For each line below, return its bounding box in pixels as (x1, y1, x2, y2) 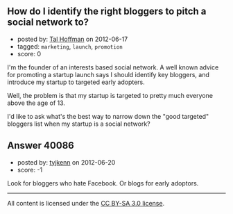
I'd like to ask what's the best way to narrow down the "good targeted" (7, 112, 209, 120)
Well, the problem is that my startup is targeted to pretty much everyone (7, 91, 214, 99)
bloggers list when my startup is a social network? (7, 120, 150, 128)
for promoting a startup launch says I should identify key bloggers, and (7, 70, 209, 79)
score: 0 (17, 49, 42, 58)
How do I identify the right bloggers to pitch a (7, 6, 207, 17)
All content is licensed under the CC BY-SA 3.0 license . (7, 199, 165, 207)
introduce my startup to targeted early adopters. (7, 78, 146, 86)
